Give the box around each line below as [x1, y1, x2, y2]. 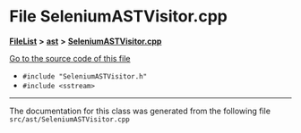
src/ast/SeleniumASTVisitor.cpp [9, 114, 130, 124]
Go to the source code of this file [9, 53, 131, 63]
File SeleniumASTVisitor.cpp [9, 6, 228, 27]
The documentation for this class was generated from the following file [9, 105, 271, 116]
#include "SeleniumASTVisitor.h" [21, 71, 148, 81]
